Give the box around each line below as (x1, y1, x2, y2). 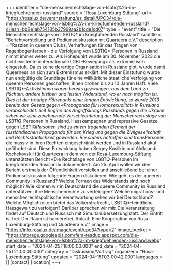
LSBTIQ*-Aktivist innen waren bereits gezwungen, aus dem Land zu (6, 86, 148, 91)
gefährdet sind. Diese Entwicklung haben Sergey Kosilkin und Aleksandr (6, 145, 157, 151)
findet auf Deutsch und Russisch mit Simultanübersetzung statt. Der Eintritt (6, 210, 163, 216)
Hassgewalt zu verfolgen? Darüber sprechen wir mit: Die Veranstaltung (6, 205, 155, 211)
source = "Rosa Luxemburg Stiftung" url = (64, 10, 152, 16)
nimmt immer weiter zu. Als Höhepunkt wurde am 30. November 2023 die (6, 53, 161, 59)
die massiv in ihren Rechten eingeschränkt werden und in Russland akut (6, 140, 157, 146)
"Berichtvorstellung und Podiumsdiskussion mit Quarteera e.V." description (6, 37, 163, 43)
